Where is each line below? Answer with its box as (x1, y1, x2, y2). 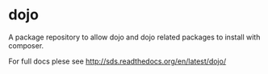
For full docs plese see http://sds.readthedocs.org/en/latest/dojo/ (8, 56, 227, 66)
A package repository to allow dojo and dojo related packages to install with (8, 32, 261, 42)
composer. (8, 40, 44, 50)
